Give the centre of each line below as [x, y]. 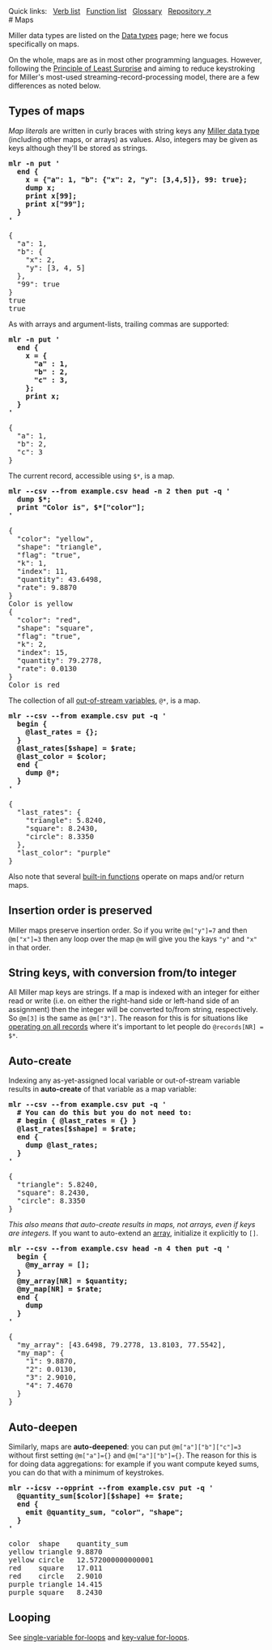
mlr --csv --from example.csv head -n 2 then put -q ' [119, 491]
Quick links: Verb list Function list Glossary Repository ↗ [110, 11]
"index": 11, [42, 571]
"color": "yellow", [55, 539]
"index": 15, [42, 652]
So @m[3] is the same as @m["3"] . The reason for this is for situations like [128, 1018]
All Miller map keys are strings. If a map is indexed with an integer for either [134, 993]
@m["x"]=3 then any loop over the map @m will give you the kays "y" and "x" [133, 938]
